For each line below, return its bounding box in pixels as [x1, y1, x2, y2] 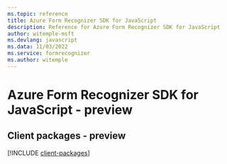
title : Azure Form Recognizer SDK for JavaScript [7, 17, 157, 24]
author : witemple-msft [7, 30, 74, 37]
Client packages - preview [7, 130, 126, 142]
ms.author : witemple [7, 57, 69, 64]
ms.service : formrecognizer [7, 50, 91, 57]
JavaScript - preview [7, 102, 133, 117]
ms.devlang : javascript [7, 37, 78, 44]
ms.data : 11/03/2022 [7, 43, 69, 50]
